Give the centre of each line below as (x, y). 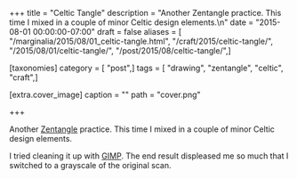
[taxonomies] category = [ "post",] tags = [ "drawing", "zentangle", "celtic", (146, 68)
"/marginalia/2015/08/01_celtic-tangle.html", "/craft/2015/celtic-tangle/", (141, 41)
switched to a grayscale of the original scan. (90, 165)
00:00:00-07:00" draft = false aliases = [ (107, 32)
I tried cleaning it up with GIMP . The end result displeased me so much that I (149, 156)
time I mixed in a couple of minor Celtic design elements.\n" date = (132, 22)
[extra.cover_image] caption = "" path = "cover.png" (105, 94)
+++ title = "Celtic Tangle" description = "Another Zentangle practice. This (145, 13)
